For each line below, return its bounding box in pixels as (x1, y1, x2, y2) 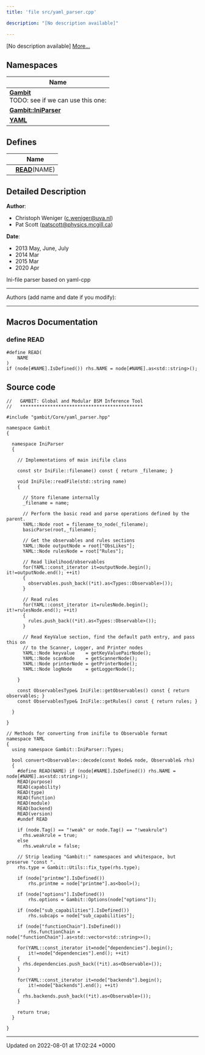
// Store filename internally (22, 494, 99, 501)
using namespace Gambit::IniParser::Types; (12, 747, 124, 753)
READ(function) (17, 795, 56, 801)
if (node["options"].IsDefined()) (17, 891, 105, 898)
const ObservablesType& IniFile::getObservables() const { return (17, 687, 190, 694)
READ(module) (17, 800, 51, 806)
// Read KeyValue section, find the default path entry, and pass (22, 634, 195, 640)
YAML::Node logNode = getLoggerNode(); (22, 666, 135, 673)
